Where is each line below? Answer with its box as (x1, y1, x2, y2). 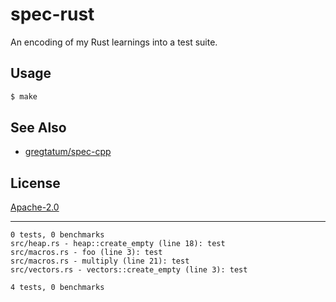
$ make (10, 91, 38, 102)
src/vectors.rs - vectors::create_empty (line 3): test (10, 265, 248, 275)
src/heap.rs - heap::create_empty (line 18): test (10, 239, 226, 249)
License (10, 174, 61, 192)
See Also (10, 119, 67, 137)
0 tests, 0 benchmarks (10, 230, 105, 240)
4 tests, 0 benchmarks (10, 283, 105, 293)
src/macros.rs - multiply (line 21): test (10, 256, 190, 267)
